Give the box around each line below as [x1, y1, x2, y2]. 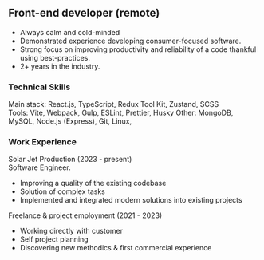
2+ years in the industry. [19, 61, 100, 71]
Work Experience [8, 136, 77, 148]
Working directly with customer [19, 227, 124, 236]
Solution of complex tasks [19, 187, 105, 196]
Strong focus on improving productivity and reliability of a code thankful [19, 44, 257, 54]
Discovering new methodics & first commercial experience [19, 243, 212, 253]
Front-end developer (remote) [8, 6, 160, 20]
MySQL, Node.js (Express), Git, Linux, [8, 116, 132, 126]
